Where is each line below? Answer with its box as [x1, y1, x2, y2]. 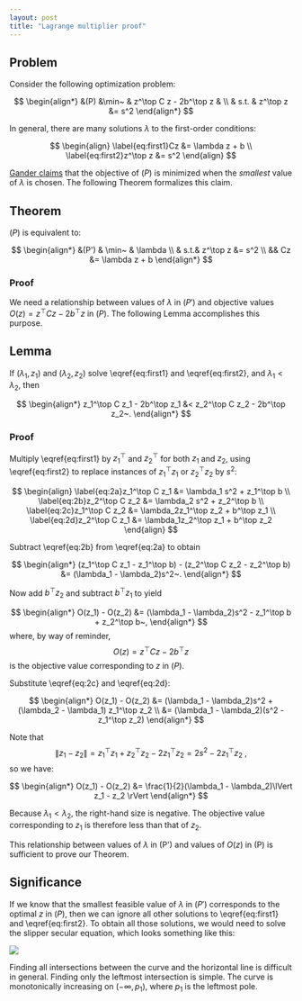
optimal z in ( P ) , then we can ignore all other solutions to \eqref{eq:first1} [9, 908, 279, 919]
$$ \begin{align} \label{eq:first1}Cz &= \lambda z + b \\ [49, 140, 253, 151]
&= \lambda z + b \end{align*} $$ [89, 254, 213, 266]
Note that [9, 731, 44, 743]
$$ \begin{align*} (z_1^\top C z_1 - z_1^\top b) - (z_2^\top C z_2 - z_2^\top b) [11, 559, 291, 570]
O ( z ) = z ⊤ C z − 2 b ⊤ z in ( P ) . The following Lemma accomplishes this [9, 307, 261, 320]
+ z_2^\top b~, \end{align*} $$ [93, 617, 209, 627]
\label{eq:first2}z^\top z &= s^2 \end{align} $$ [66, 150, 236, 161]
